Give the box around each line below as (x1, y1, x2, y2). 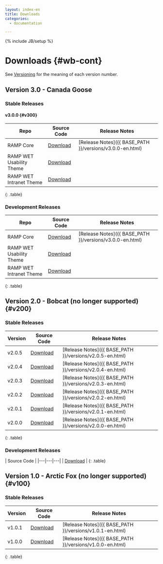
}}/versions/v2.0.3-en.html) (62, 380, 126, 387)
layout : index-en (5, 7, 40, 12)
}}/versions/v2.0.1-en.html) (62, 408, 126, 415)
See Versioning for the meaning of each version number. (5, 72, 118, 77)
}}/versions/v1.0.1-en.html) (62, 527, 126, 534)
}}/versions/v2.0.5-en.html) (62, 352, 126, 359)
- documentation (9, 20, 42, 26)
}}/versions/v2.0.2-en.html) (62, 394, 126, 401)
